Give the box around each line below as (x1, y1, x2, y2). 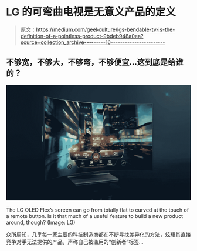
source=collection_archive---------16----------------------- (20, 39, 165, 46)
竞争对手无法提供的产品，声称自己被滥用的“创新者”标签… (6, 238, 144, 245)
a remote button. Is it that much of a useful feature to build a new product (6, 212, 184, 219)
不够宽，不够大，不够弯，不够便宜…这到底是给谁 (6, 57, 184, 68)
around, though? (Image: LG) (6, 219, 76, 226)
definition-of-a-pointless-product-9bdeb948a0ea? (20, 32, 144, 39)
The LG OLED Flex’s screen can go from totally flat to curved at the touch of (6, 206, 189, 213)
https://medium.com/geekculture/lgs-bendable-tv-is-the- (36, 26, 175, 33)
